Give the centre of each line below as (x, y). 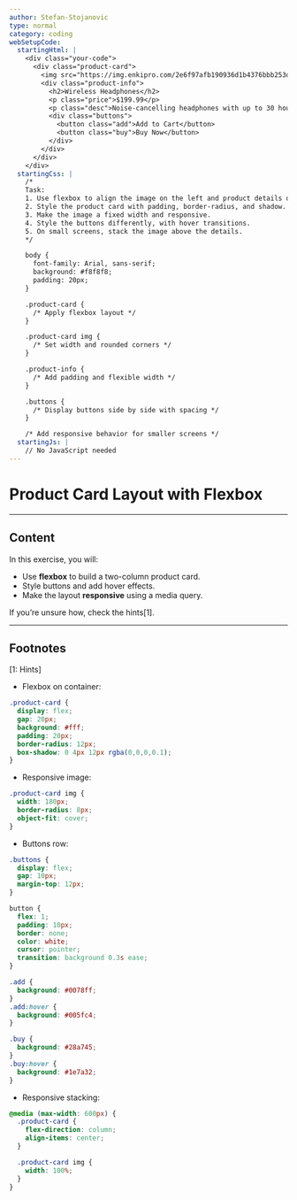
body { (37, 256)
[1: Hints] (25, 670)
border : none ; (43, 933)
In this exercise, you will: (54, 559)
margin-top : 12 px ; (51, 885)
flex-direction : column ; (71, 1130)
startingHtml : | (47, 50)
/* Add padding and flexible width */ (104, 377)
